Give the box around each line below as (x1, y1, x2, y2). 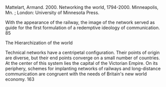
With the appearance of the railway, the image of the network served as (5, 20, 155, 25)
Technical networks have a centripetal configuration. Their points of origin (5, 50, 160, 55)
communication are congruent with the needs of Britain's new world (5, 71, 147, 77)
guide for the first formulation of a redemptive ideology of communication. (5, 25, 160, 31)
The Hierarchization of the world (5, 40, 73, 46)
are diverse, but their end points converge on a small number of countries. (5, 55, 160, 61)
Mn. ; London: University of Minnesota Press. (5, 10, 100, 16)
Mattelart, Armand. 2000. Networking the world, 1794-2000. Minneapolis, (5, 5, 158, 10)
